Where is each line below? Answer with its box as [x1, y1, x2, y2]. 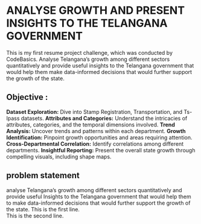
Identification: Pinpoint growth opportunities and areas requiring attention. [6, 134, 193, 141]
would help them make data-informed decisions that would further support [6, 68, 192, 75]
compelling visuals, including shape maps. [6, 153, 112, 160]
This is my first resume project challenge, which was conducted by [6, 49, 173, 56]
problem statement [6, 170, 80, 181]
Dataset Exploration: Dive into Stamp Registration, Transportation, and [6, 108, 183, 115]
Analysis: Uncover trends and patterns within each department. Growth [6, 127, 186, 134]
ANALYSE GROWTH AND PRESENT [6, 4, 185, 17]
